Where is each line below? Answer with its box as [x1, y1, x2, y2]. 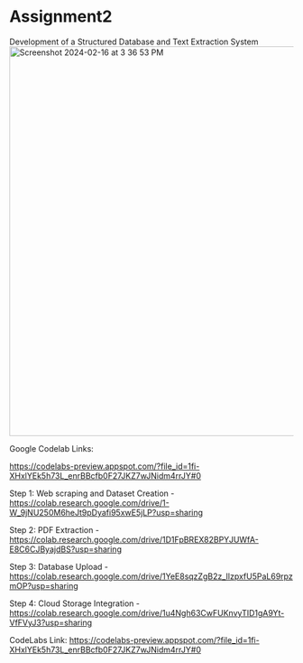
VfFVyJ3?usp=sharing [9, 617, 93, 628]
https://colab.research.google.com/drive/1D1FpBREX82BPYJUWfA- [9, 534, 259, 545]
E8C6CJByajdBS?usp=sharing [9, 544, 122, 555]
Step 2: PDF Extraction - [9, 524, 99, 535]
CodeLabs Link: [9, 634, 68, 645]
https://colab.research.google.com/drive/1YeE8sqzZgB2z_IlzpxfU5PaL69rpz [9, 571, 293, 582]
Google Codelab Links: [9, 443, 95, 453]
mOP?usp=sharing [9, 580, 78, 591]
